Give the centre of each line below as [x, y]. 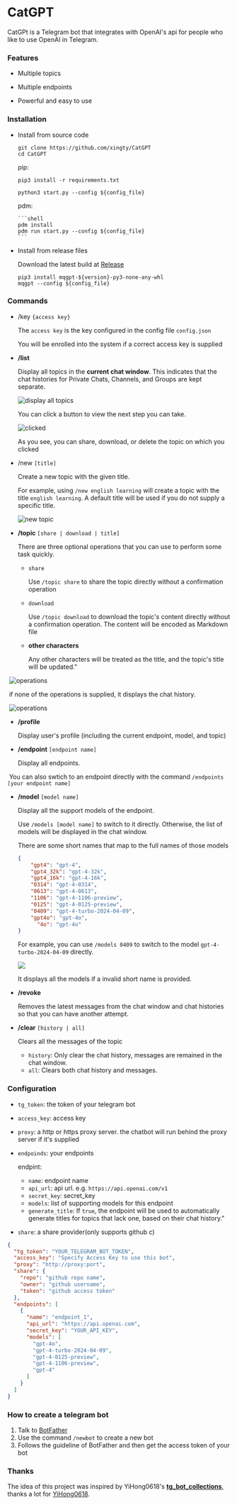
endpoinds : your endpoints [56, 1153]
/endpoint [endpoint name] [57, 749]
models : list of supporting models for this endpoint [100, 1203]
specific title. [36, 505]
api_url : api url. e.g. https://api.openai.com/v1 [98, 1188]
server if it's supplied [48, 1139]
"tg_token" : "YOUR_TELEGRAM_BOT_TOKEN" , [74, 1251]
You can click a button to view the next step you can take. [102, 414]
